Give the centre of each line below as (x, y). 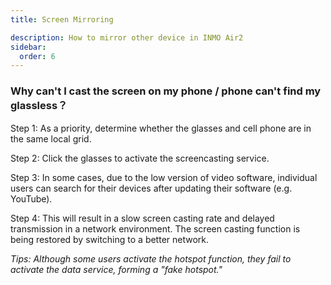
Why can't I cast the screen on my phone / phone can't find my (166, 91)
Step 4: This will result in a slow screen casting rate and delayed (142, 218)
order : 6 (37, 56)
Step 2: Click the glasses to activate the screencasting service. (140, 158)
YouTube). (31, 198)
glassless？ (39, 106)
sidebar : (28, 47)
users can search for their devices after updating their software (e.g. (151, 188)
